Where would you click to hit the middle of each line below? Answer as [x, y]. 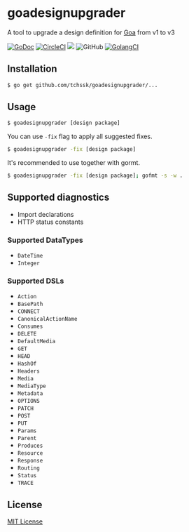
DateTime [30, 256]
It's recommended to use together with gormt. [74, 163]
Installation [32, 69]
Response [30, 461]
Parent [27, 439]
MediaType [32, 386]
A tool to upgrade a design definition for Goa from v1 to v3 [91, 32]
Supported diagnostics [58, 198]
